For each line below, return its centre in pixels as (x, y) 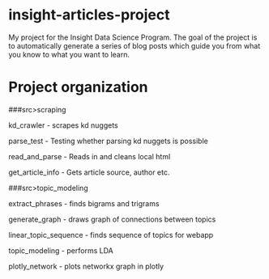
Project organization (78, 87)
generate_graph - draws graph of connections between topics (112, 219)
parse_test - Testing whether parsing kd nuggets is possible (108, 141)
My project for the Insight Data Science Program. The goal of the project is (133, 37)
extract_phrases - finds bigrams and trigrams (84, 203)
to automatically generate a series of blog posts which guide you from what (134, 45)
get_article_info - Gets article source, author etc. (89, 172)
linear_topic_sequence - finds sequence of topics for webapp (111, 235)
